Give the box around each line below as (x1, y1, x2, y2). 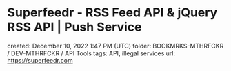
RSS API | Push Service (7, 19, 142, 35)
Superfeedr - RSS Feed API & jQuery (7, 5, 218, 20)
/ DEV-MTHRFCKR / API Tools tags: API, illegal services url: (7, 49, 176, 57)
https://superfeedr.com (7, 56, 74, 64)
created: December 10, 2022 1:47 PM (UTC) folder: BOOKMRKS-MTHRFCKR (7, 42, 224, 50)
